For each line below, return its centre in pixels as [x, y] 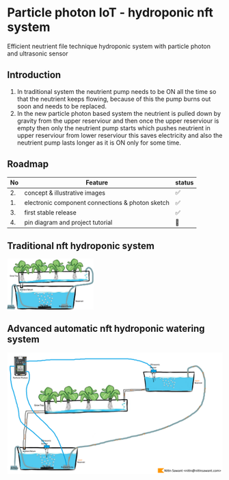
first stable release [50, 213]
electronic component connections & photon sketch [97, 203]
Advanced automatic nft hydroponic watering [106, 329]
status [185, 182]
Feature [96, 182]
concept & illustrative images [65, 193]
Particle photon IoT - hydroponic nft [110, 13]
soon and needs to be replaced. [62, 106]
